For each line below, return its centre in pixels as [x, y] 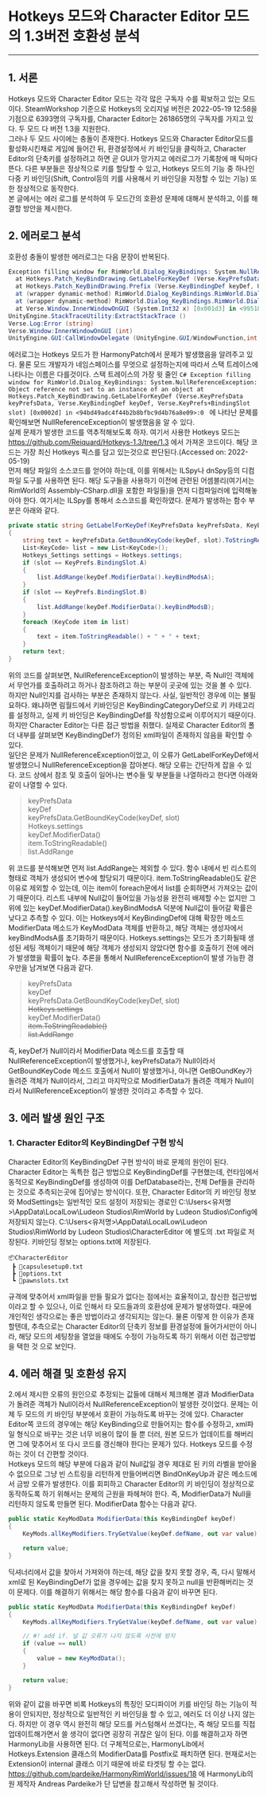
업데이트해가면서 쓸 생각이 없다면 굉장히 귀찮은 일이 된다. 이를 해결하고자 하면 [128, 1734]
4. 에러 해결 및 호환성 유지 [68, 1374]
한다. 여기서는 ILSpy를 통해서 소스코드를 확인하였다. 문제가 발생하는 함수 [135, 501]
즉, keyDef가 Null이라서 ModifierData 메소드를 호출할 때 [96, 1051]
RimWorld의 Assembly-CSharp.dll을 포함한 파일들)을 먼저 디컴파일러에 [119, 490]
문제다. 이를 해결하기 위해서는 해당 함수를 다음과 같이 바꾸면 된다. [117, 1592]
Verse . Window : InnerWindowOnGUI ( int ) [71, 331]
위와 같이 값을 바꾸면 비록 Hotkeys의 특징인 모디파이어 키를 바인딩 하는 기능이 [128, 1704]
